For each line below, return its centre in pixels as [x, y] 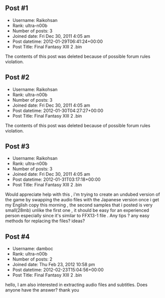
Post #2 [17, 77]
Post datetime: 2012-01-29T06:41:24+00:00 [58, 41]
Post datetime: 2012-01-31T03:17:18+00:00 [56, 179]
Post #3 [17, 147]
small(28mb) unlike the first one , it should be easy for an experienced [77, 210]
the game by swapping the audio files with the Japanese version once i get [82, 200]
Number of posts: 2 [32, 259]
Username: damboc [33, 249]
